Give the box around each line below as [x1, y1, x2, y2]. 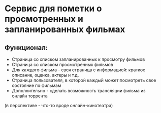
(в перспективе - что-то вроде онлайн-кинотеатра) [4, 103, 113, 108]
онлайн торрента [11, 93, 48, 99]
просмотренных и [4, 13, 83, 25]
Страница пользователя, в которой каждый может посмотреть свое [11, 77, 156, 83]
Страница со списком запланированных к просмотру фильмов [11, 56, 145, 62]
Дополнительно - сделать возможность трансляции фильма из [11, 88, 146, 93]
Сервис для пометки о [4, 3, 102, 14]
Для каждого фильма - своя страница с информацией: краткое [11, 67, 146, 73]
